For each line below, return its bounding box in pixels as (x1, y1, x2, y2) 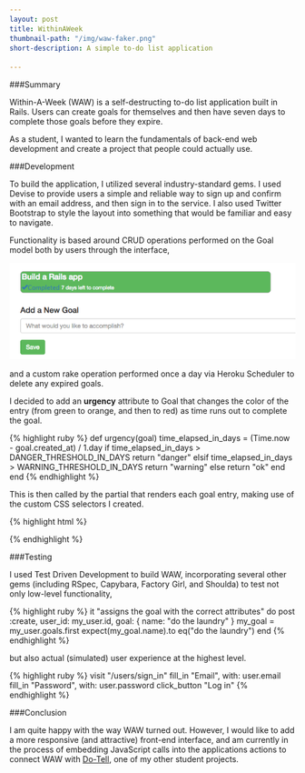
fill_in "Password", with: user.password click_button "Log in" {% (9, 680, 248, 691)
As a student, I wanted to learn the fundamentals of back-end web (9, 134, 258, 145)
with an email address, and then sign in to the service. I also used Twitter (9, 198, 282, 209)
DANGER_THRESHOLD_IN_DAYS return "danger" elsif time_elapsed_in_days (9, 452, 293, 463)
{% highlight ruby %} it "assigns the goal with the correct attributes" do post (9, 606, 295, 617)
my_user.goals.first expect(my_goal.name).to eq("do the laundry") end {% (9, 626, 285, 637)
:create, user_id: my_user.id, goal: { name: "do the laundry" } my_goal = (9, 616, 275, 627)
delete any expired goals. (9, 378, 104, 389)
